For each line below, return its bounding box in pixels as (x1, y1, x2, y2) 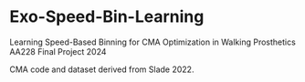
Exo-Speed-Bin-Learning (9, 6, 205, 27)
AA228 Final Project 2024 (9, 46, 107, 56)
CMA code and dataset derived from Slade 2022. (9, 64, 195, 75)
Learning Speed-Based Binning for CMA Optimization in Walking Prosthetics (9, 36, 297, 47)
